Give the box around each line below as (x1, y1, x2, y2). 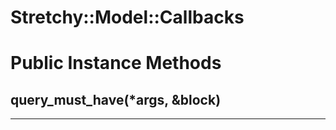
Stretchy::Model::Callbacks (10, 6, 245, 29)
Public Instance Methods (10, 52, 222, 75)
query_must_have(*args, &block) (10, 91, 222, 108)
